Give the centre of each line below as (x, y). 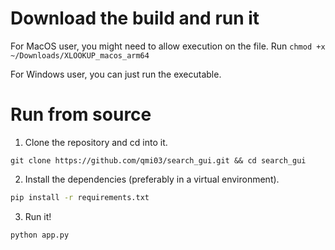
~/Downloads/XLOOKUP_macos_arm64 (80, 55)
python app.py (40, 235)
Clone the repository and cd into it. (96, 142)
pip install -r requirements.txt (80, 197)
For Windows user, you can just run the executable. (116, 74)
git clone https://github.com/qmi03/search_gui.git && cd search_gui (158, 160)
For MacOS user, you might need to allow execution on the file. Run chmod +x (168, 46)
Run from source (81, 114)
